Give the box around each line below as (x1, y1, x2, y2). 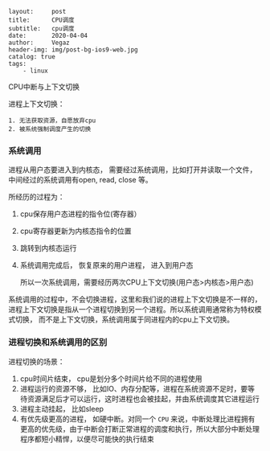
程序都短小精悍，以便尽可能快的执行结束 (19, 434, 154, 444)
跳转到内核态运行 (19, 244, 77, 253)
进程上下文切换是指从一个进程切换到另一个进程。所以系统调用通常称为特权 (8, 305, 255, 314)
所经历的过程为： (8, 192, 65, 202)
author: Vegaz (8, 39, 70, 47)
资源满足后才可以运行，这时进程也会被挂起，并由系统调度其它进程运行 (27, 394, 260, 404)
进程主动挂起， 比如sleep (19, 404, 104, 413)
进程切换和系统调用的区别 (8, 337, 108, 348)
